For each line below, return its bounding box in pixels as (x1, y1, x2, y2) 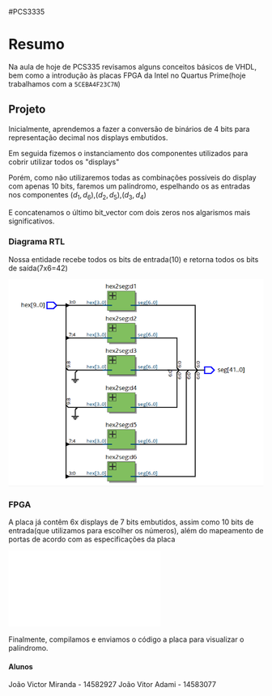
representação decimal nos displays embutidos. (8, 133, 168, 142)
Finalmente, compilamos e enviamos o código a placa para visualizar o (8, 634, 244, 644)
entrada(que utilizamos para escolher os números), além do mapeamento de (8, 526, 264, 536)
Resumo (8, 36, 65, 53)
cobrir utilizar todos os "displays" (8, 157, 120, 167)
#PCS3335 (8, 7, 45, 16)
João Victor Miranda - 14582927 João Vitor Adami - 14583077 (8, 680, 217, 690)
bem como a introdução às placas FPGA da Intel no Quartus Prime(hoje (8, 70, 246, 80)
